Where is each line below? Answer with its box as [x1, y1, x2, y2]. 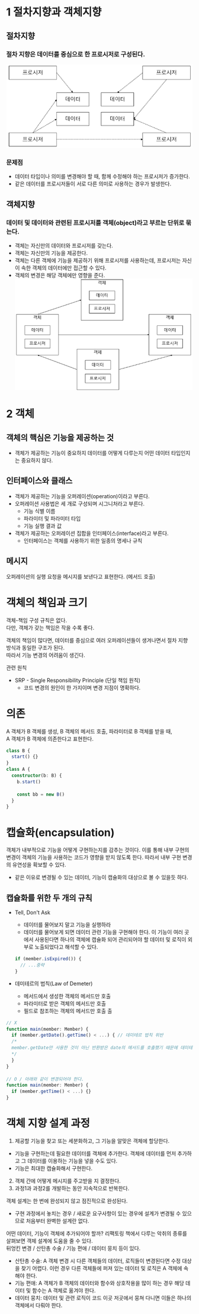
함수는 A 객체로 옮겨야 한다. [32, 1287, 96, 1294]
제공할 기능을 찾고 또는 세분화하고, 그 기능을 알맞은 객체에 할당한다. [14, 1137, 170, 1144]
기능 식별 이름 [23, 507, 56, 514]
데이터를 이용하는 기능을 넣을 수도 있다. [27, 1158, 118, 1164]
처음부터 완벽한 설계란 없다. [25, 1217, 89, 1224]
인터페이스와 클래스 [6, 476, 73, 486]
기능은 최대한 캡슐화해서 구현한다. [14, 1165, 93, 1172]
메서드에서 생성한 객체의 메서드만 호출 [23, 992, 111, 999]
